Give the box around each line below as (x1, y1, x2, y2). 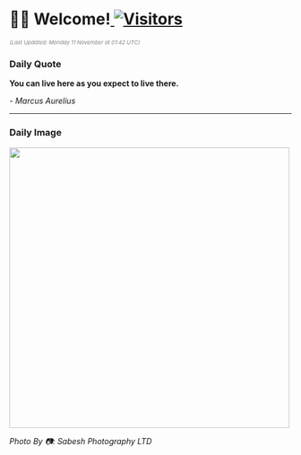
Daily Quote (9, 57, 62, 70)
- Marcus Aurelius (9, 95, 76, 107)
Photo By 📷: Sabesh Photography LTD (9, 435, 152, 446)
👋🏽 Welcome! (9, 9, 111, 30)
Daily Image (9, 127, 63, 139)
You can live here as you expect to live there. (9, 78, 179, 89)
